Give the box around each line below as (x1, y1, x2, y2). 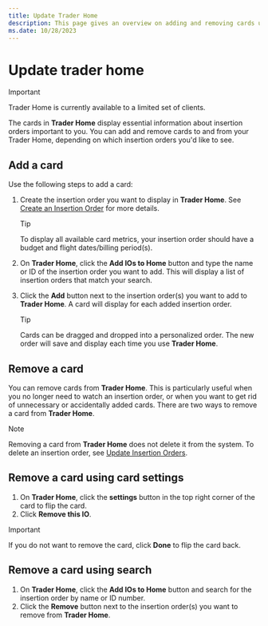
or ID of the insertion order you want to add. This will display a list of (19, 267, 245, 276)
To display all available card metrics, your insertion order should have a (19, 235, 254, 244)
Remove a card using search (8, 564, 152, 577)
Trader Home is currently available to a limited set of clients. (8, 103, 206, 113)
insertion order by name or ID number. (19, 592, 146, 603)
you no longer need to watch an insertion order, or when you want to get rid (8, 391, 257, 401)
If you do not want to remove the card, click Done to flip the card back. (8, 540, 242, 549)
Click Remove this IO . (19, 509, 92, 519)
